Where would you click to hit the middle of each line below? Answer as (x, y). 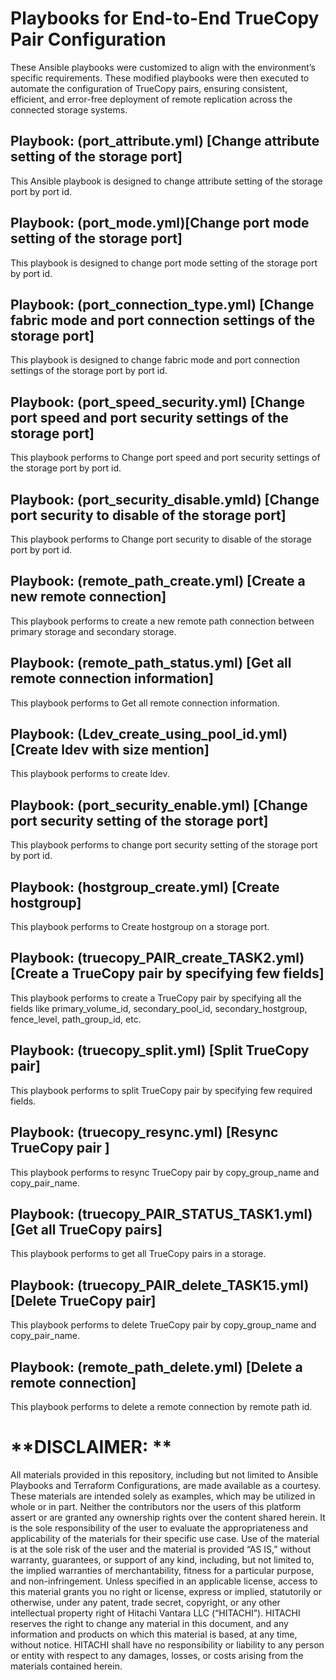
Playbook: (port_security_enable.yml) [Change (159, 805)
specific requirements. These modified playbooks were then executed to (160, 78)
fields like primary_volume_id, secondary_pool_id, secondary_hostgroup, (159, 1008)
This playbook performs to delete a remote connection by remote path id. (161, 1406)
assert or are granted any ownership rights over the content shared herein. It (168, 1517)
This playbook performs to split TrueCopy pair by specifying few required (161, 1090)
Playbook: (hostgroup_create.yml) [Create (145, 887)
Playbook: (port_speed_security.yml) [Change (158, 402)
